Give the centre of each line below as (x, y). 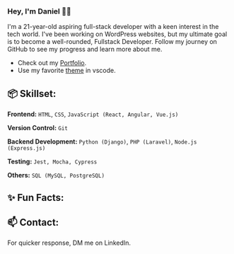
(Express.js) (27, 149)
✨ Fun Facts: (36, 197)
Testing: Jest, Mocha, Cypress (52, 161)
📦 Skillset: (32, 94)
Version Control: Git (38, 128)
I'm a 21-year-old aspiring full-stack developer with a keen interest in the (113, 27)
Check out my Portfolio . (52, 63)
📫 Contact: (33, 222)
